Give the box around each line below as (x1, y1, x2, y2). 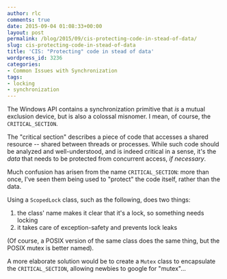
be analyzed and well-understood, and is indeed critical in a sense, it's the (7, 148, 217, 156)
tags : (7, 73, 23, 81)
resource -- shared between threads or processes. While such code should (7, 140, 219, 148)
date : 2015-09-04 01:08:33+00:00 (7, 23, 103, 29)
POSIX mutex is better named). (7, 244, 94, 252)
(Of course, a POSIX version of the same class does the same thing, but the (7, 237, 220, 245)
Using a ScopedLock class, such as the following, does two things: (7, 196, 191, 204)
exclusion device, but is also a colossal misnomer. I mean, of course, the (7, 112, 211, 120)
